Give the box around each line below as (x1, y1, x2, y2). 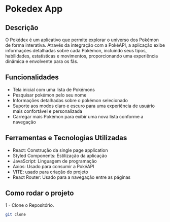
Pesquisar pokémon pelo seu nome (12, 92, 87, 98)
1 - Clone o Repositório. (5, 202, 54, 208)
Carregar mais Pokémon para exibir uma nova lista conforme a (12, 113, 144, 119)
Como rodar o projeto (5, 189, 74, 198)
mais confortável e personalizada (12, 108, 83, 114)
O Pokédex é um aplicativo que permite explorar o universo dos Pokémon (5, 37, 159, 43)
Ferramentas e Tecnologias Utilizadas (5, 134, 127, 142)
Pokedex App (5, 3, 63, 15)
